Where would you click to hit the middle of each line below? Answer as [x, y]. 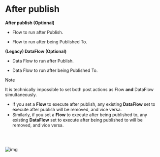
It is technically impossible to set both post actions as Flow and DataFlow [80, 89]
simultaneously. [21, 94]
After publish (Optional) [30, 23]
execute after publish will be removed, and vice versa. [67, 109]
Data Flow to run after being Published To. [55, 70]
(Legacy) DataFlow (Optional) [36, 51]
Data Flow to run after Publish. [43, 61]
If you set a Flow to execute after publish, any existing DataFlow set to [84, 104]
